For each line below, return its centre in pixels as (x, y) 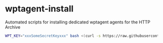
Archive (13, 27)
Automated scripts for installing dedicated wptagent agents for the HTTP (78, 22)
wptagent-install (39, 9)
